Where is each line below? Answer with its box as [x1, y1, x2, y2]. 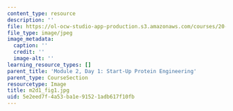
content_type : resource [7, 10, 76, 17]
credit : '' [13, 49, 45, 56]
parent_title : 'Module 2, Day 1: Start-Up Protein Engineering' [7, 68, 197, 74]
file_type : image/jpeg [7, 29, 73, 37]
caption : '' [13, 42, 49, 49]
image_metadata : [7, 36, 54, 43]
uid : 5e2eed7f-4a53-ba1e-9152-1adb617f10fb [7, 94, 135, 101]
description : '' [7, 17, 54, 23]
